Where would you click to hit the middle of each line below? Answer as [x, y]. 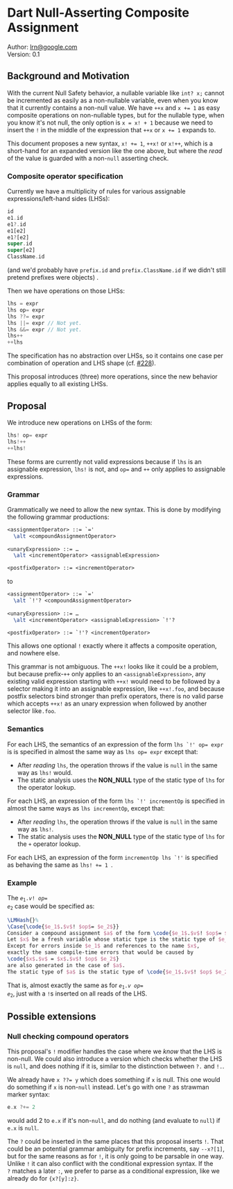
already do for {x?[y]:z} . [43, 1178]
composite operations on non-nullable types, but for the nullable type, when [116, 115]
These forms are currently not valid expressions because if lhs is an [105, 461]
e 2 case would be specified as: [51, 907]
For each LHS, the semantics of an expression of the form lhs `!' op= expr [115, 744]
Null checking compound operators [68, 1036]
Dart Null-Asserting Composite [98, 13]
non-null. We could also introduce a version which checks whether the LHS [115, 1059]
